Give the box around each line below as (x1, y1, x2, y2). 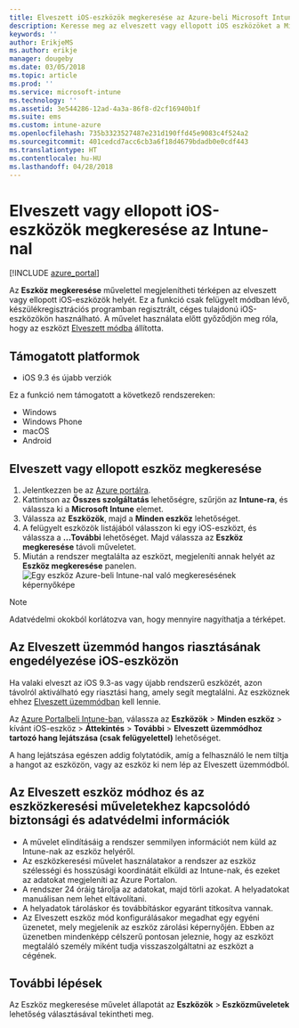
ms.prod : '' (9, 79, 53, 88)
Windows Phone (21, 416, 83, 428)
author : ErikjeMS (9, 37, 74, 47)
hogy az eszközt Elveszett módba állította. (9, 322, 165, 334)
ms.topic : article (9, 71, 77, 80)
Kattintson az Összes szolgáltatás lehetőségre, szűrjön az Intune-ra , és (21, 494, 288, 504)
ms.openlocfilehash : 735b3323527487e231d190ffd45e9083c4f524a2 (9, 129, 249, 138)
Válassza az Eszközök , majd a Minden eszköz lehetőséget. (21, 513, 241, 524)
